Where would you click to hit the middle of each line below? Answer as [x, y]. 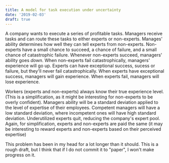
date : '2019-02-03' [26, 15]
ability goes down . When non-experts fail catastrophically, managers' [78, 61]
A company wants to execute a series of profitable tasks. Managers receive [84, 34]
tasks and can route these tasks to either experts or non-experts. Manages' [84, 39]
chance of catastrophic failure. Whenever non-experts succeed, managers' [84, 55]
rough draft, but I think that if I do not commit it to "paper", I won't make [80, 150]
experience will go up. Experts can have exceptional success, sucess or [80, 66]
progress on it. [20, 155]
